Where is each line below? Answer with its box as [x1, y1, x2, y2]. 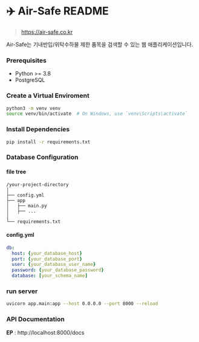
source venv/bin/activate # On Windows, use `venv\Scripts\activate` [6, 111, 188, 117]
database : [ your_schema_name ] [11, 273, 88, 279]
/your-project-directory [6, 181, 69, 187]
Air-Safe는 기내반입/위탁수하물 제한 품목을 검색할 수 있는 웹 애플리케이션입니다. [6, 40, 194, 48]
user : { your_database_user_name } [11, 262, 96, 268]
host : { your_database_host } [11, 250, 83, 256]
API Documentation [6, 315, 65, 323]
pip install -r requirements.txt [6, 139, 91, 145]
